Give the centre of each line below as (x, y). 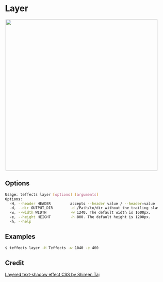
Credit (15, 263)
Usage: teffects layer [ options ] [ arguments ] (52, 194)
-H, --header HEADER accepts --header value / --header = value (82, 204)
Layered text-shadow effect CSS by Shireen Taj (52, 275)
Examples (20, 237)
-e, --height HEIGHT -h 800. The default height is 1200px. (80, 217)
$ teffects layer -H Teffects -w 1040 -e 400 (52, 248)
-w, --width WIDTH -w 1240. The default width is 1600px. (80, 213)
